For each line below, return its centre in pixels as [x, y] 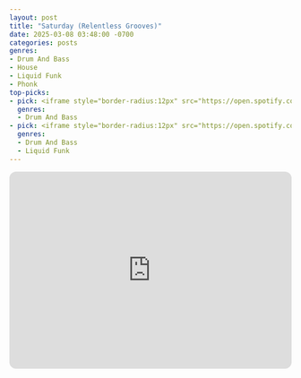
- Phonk [24, 84]
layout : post [34, 17]
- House [24, 68]
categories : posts [43, 43]
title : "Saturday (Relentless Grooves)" [86, 26]
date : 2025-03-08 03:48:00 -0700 [72, 34]
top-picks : [30, 92]
